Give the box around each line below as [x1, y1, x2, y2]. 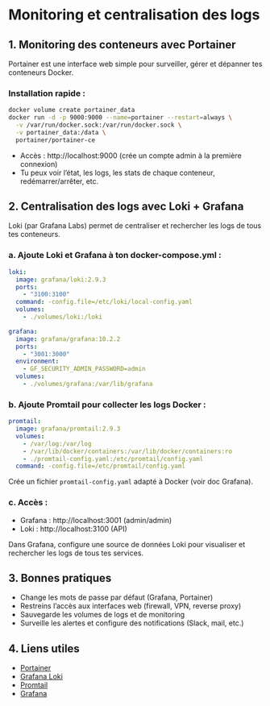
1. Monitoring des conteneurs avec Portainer [8, 38, 236, 52]
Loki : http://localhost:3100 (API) [19, 524, 127, 534]
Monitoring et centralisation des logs [8, 6, 260, 24]
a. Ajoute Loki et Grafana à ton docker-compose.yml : [8, 250, 222, 261]
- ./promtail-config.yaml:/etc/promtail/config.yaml [23, 455, 204, 463]
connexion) [19, 159, 58, 168]
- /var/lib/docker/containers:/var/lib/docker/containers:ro [23, 447, 232, 455]
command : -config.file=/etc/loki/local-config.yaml [15, 298, 193, 306]
